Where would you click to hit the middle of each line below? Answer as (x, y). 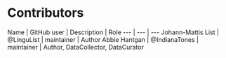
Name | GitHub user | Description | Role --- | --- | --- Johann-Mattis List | (113, 32)
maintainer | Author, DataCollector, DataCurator (75, 47)
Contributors (46, 13)
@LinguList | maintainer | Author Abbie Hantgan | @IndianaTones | (103, 39)
